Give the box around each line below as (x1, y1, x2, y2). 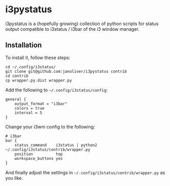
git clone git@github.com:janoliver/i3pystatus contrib (5, 69, 127, 74)
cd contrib (5, 73, 29, 78)
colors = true (14, 106, 45, 111)
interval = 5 (14, 110, 42, 115)
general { (5, 96, 27, 102)
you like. (5, 175, 23, 181)
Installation (5, 41, 42, 50)
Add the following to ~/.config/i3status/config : (5, 87, 108, 93)
